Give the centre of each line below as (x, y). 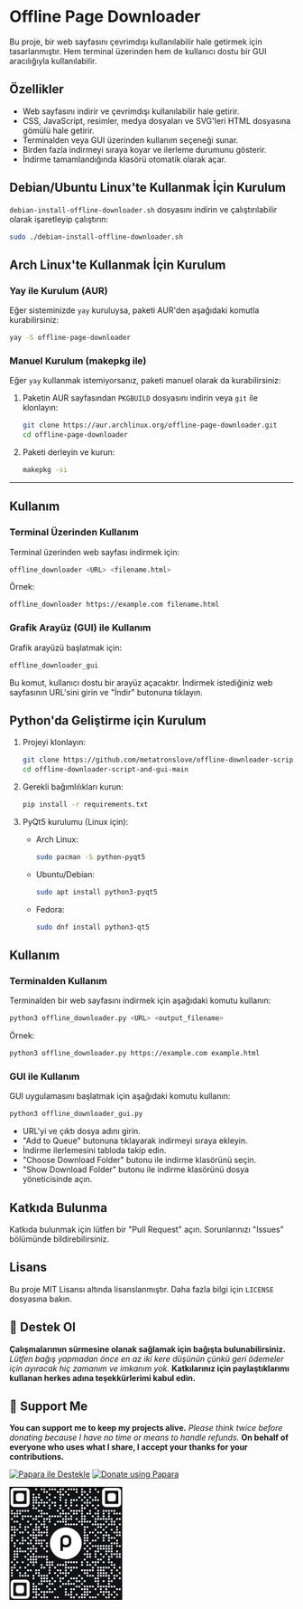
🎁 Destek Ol (43, 1327)
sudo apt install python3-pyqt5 (96, 892)
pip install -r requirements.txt (85, 805)
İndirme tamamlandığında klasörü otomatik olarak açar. (124, 159)
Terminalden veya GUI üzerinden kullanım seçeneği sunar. (130, 140)
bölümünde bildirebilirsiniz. (60, 1239)
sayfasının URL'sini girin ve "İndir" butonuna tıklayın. (106, 692)
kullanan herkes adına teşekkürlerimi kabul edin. (102, 1377)
